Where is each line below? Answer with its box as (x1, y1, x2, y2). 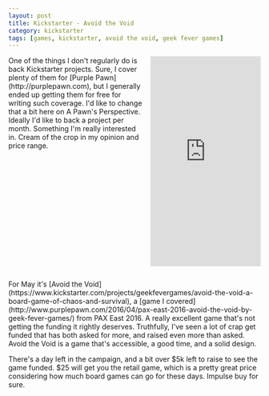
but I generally (93, 82, 141, 91)
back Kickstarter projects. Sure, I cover (8, 65, 138, 74)
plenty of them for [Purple (8, 73, 94, 82)
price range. (8, 141, 49, 150)
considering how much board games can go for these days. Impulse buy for (8, 371, 259, 381)
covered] (166, 297, 196, 306)
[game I (139, 297, 165, 306)
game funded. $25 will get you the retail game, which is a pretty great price (8, 363, 257, 373)
